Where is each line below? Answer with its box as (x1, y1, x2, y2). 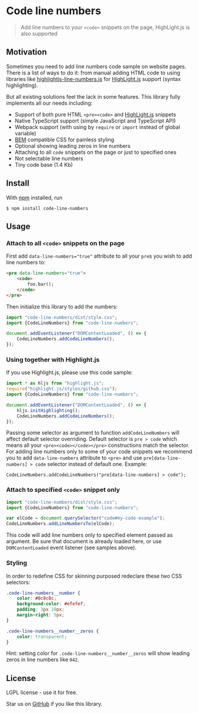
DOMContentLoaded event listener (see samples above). (6, 544, 137, 551)
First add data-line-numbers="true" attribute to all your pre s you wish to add (6, 252, 192, 260)
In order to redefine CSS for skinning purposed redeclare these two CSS (6, 572, 182, 579)
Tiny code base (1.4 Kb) (14, 161, 73, 168)
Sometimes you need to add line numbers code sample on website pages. (6, 63, 187, 70)
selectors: (6, 578, 31, 586)
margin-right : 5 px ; (17, 612, 65, 618)
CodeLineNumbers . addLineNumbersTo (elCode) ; (6, 521, 115, 527)
